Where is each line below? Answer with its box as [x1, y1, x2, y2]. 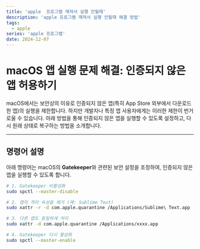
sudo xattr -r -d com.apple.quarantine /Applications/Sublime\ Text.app [6, 205, 190, 211]
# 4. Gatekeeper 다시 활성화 [6, 232, 73, 238]
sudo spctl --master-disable [6, 188, 79, 194]
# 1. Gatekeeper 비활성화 [6, 183, 65, 189]
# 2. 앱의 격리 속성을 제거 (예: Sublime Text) [6, 199, 114, 206]
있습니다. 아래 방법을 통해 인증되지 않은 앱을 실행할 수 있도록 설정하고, [23, 114, 186, 122]
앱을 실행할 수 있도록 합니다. [6, 171, 71, 178]
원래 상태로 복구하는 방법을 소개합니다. [12, 122, 102, 129]
